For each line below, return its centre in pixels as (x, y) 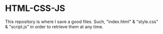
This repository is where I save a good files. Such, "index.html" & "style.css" (82, 22)
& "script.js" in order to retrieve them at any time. (54, 26)
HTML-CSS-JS (35, 8)
